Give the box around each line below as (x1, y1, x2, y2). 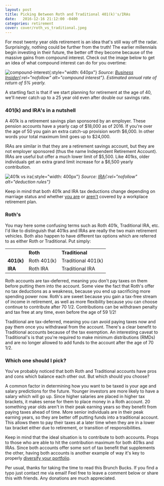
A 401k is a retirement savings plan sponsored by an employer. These (5, 118, 146, 124)
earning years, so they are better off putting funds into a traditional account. (5, 414, 159, 421)
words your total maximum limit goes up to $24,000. (5, 134, 111, 140)
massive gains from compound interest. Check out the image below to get (5, 55, 155, 61)
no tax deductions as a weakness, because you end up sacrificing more (5, 288, 151, 294)
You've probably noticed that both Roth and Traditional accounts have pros (5, 368, 157, 374)
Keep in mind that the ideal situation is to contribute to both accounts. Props (5, 434, 159, 440)
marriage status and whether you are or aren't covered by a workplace (5, 194, 148, 200)
